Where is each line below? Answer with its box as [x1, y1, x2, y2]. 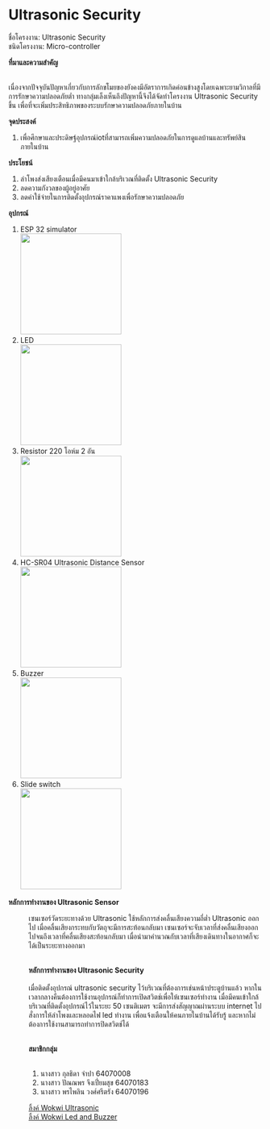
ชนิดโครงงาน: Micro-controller [8, 41, 101, 51]
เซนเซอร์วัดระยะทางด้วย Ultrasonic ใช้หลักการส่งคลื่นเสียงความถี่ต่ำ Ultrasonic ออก [28, 913, 260, 923]
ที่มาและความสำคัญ [8, 57, 59, 67]
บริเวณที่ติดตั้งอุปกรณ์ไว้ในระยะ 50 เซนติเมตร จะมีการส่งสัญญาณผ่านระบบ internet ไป [28, 1001, 262, 1010]
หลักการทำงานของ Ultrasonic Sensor [8, 897, 119, 906]
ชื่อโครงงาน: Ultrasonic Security [8, 32, 106, 42]
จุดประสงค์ [8, 116, 36, 126]
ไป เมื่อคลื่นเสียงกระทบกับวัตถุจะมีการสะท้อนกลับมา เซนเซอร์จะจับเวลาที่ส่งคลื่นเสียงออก [28, 922, 259, 932]
